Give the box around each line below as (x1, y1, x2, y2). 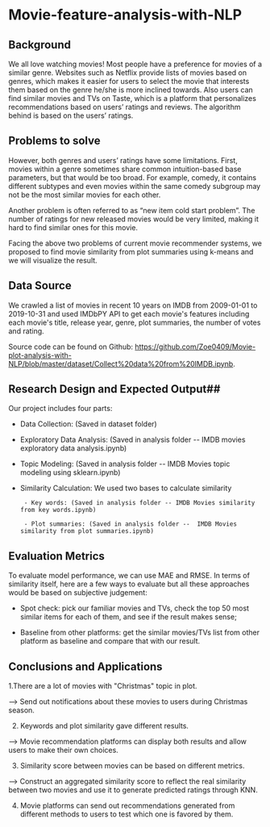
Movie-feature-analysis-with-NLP (8, 6, 243, 24)
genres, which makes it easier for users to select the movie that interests (8, 77, 250, 86)
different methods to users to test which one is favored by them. (19, 809, 234, 819)
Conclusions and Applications (8, 660, 163, 674)
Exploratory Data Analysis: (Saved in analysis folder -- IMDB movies (19, 434, 246, 445)
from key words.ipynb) (19, 506, 97, 514)
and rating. (8, 325, 44, 336)
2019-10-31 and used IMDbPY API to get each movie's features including (8, 309, 250, 318)
